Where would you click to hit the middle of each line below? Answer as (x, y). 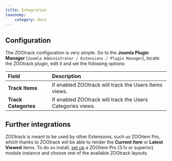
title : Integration (26, 10)
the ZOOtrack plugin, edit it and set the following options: (66, 64)
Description (67, 76)
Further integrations (38, 124)
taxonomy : (16, 15)
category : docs (31, 19)
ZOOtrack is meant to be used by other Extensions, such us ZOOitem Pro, (83, 137)
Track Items (23, 88)
